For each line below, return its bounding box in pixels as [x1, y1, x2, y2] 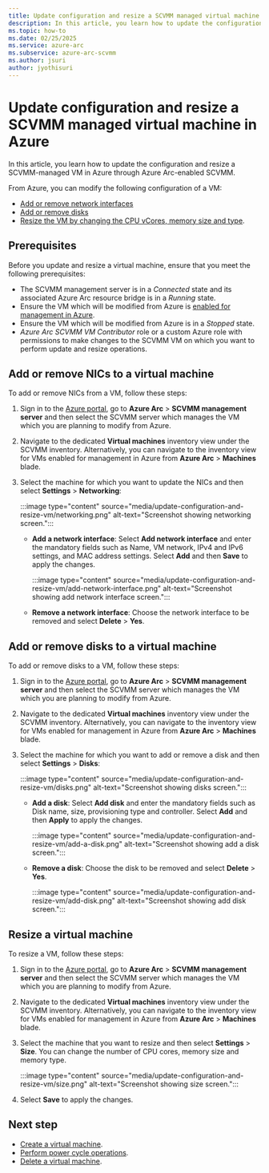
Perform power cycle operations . [19, 1147, 129, 1157]
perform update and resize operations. [19, 344, 148, 354]
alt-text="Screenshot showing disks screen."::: [93, 783, 247, 792]
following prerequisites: [8, 269, 86, 278]
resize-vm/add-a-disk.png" [31, 839, 122, 849]
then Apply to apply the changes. [31, 815, 143, 825]
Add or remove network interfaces [19, 198, 134, 208]
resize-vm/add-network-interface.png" [31, 584, 162, 593]
